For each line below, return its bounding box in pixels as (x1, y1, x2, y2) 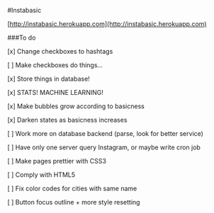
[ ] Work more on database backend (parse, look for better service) (7, 129, 204, 137)
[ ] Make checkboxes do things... (7, 61, 103, 69)
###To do (7, 33, 36, 42)
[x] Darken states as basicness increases (7, 116, 128, 124)
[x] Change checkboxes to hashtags (7, 47, 113, 55)
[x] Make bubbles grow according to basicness (7, 102, 145, 110)
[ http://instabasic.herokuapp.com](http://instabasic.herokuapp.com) (7, 20, 207, 28)
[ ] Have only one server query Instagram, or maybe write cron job (7, 143, 201, 151)
